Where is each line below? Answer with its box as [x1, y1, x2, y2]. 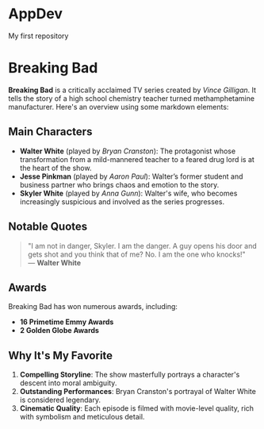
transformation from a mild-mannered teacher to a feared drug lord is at [19, 154, 255, 164]
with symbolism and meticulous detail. [19, 412, 145, 422]
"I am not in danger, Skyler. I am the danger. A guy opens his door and [27, 241, 258, 250]
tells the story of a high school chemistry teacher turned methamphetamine [8, 93, 255, 103]
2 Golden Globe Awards [19, 326, 99, 335]
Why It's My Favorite [8, 349, 113, 362]
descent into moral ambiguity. [19, 378, 117, 388]
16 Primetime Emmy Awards [19, 317, 114, 327]
